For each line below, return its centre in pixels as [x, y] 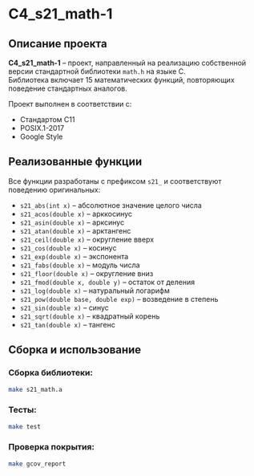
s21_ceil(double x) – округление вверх [87, 239]
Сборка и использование [75, 350]
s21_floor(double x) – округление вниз [87, 273]
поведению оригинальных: [54, 189]
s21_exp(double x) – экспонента [74, 256]
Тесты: [23, 410]
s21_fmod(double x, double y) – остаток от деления [107, 282]
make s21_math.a [35, 389]
